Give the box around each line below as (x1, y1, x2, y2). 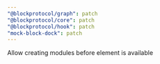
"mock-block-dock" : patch (7, 29, 82, 37)
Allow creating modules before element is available (7, 49, 154, 57)
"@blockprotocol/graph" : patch (7, 10, 98, 17)
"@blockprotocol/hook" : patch (7, 23, 95, 30)
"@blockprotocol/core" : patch (7, 17, 95, 24)
